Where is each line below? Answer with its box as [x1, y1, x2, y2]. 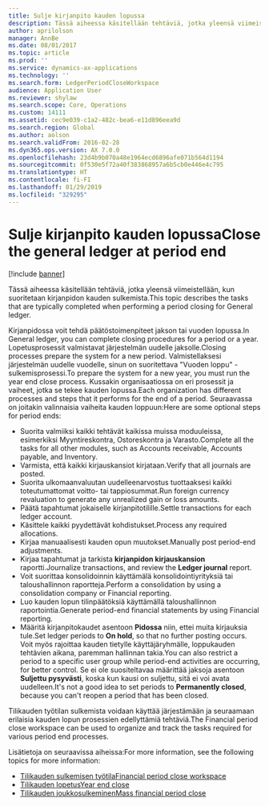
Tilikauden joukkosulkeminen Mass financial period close [19, 788, 207, 798]
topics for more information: [8, 755, 101, 765]
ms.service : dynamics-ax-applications [8, 64, 138, 72]
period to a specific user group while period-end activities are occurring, [19, 656, 260, 666]
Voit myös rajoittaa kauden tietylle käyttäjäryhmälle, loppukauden [19, 639, 235, 649]
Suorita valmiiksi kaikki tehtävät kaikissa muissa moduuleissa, [19, 426, 223, 435]
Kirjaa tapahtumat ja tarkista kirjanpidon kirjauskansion [19, 554, 206, 564]
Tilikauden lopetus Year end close [19, 780, 130, 789]
